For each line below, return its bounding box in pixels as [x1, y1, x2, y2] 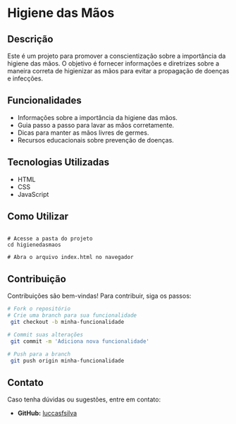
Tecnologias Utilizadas [7, 157, 110, 169]
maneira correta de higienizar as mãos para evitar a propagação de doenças [7, 67, 230, 75]
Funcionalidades [7, 95, 82, 107]
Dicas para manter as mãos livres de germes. [17, 128, 149, 137]
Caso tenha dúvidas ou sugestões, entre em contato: [7, 395, 161, 404]
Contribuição [7, 273, 67, 285]
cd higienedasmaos [7, 241, 61, 248]
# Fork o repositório [7, 305, 71, 313]
